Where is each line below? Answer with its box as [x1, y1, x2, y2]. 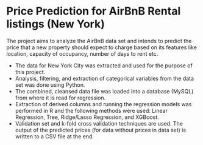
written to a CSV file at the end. [15, 132, 94, 140]
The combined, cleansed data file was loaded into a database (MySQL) [15, 87, 194, 95]
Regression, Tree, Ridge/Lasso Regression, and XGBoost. [15, 113, 160, 121]
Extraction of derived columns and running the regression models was [15, 100, 192, 107]
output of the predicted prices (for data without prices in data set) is [15, 126, 187, 133]
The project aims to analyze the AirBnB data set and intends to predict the [6, 37, 192, 44]
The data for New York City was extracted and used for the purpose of [15, 62, 193, 69]
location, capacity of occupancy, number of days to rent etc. [6, 50, 158, 57]
